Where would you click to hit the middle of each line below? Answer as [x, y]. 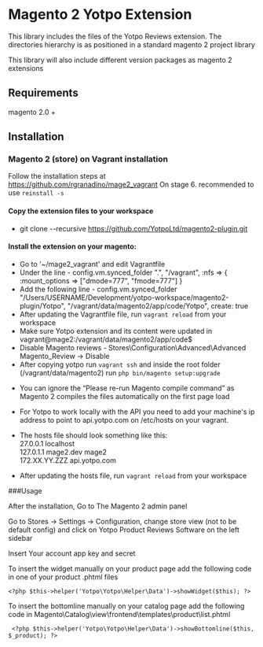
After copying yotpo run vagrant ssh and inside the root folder [120, 364]
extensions [26, 68]
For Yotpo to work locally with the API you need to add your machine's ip [137, 412]
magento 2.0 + [32, 112]
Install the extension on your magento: [73, 246]
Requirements [43, 93]
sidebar [20, 538]
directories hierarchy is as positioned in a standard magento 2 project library [131, 44]
